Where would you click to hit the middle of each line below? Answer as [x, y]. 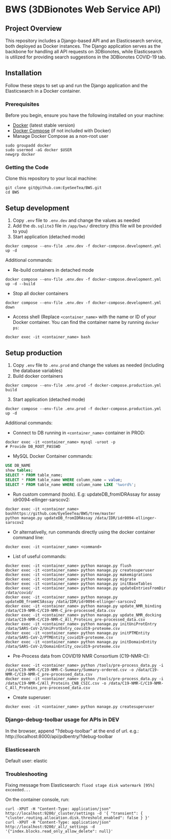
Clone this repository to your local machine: [51, 178]
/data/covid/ [19, 593]
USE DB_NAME [18, 466]
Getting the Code [27, 168]
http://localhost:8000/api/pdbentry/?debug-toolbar [59, 736]
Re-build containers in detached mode [53, 270]
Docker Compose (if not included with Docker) [62, 131]
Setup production [34, 353]
